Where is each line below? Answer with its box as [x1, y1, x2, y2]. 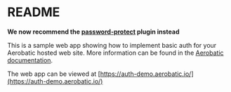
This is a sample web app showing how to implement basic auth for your [7, 41, 217, 49]
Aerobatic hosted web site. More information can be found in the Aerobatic [7, 48, 224, 57]
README [7, 4, 60, 20]
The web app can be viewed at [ [7, 70, 100, 78]
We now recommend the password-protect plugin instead [7, 27, 180, 36]
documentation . [7, 55, 53, 64]
